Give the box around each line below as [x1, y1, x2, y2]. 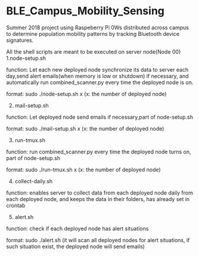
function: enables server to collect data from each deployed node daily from [6, 189, 194, 196]
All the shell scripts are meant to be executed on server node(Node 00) [6, 48, 181, 55]
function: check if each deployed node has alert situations [6, 225, 149, 232]
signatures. [6, 36, 34, 44]
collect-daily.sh [14, 177, 53, 184]
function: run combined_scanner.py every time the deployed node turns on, [6, 148, 192, 155]
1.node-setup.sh [6, 54, 46, 61]
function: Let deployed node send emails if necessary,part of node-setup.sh [6, 113, 194, 121]
